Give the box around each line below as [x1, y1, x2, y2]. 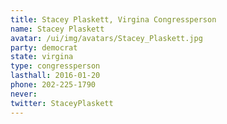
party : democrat [10, 42, 78, 53]
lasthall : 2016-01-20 [10, 71, 101, 81]
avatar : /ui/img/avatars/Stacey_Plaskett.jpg [10, 33, 203, 43]
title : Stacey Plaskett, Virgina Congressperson [10, 14, 217, 25]
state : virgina [10, 52, 74, 62]
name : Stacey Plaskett [10, 24, 105, 34]
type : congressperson [10, 61, 101, 71]
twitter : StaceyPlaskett [10, 98, 114, 108]
